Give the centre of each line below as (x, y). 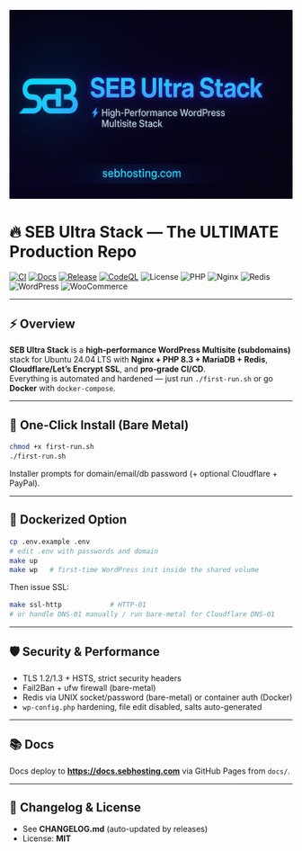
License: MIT (47, 838)
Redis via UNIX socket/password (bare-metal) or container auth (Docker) (157, 697)
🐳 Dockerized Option (68, 520)
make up (24, 560)
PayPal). (25, 483)
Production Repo (73, 251)
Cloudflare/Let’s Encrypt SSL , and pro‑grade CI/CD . (108, 369)
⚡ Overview (42, 324)
